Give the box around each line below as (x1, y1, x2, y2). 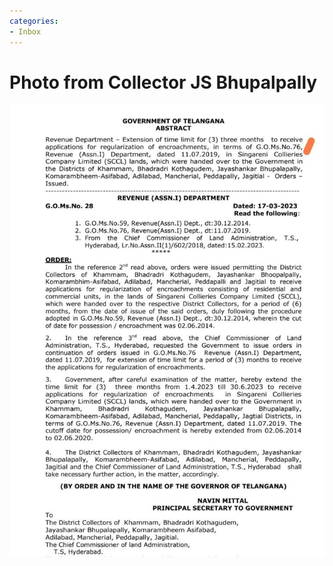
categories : (9, 16, 59, 26)
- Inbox (9, 26, 42, 37)
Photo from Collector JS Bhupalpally (9, 71, 318, 94)
